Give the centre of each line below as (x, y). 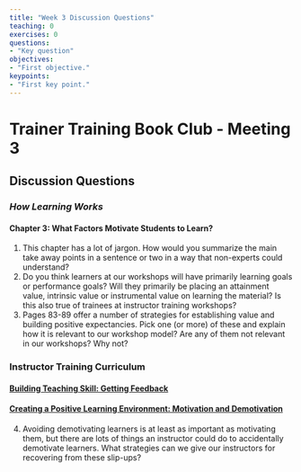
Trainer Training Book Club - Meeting (150, 129)
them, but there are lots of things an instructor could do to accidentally (153, 439)
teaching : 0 (31, 26)
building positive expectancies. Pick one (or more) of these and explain (154, 325)
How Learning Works (56, 207)
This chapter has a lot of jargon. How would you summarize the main (150, 248)
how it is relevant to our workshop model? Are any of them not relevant (154, 334)
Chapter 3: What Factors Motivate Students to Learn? (111, 228)
